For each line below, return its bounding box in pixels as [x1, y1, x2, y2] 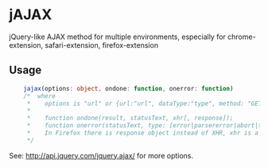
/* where [23, 92, 56, 100]
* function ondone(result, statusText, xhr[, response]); [26, 114, 234, 123]
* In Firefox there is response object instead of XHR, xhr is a [26, 129, 259, 137]
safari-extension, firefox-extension [45, 40, 158, 49]
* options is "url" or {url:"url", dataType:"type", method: [26, 100, 245, 107]
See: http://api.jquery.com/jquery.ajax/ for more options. [9, 150, 194, 160]
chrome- [227, 32, 257, 41]
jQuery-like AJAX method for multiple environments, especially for [9, 32, 226, 41]
